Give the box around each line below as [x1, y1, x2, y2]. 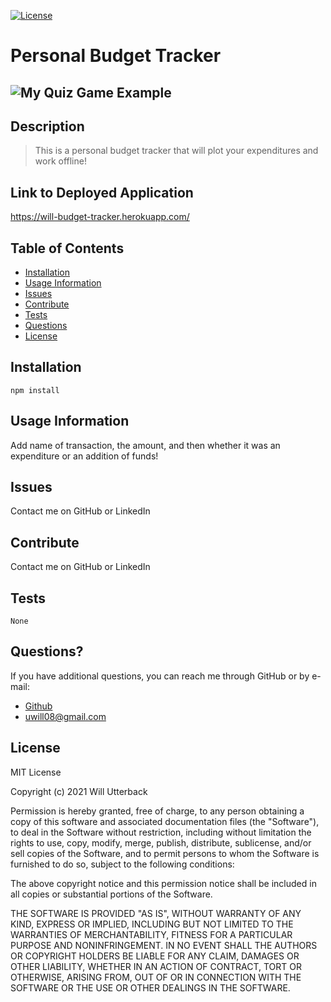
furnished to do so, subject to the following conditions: [10, 858, 235, 870]
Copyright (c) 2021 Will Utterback [10, 785, 148, 797]
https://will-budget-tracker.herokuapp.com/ [10, 211, 190, 223]
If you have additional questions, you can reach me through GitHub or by [10, 670, 310, 682]
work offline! [34, 155, 87, 167]
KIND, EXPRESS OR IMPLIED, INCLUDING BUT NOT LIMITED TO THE [10, 918, 294, 930]
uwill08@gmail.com [24, 710, 107, 722]
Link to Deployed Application [10, 184, 194, 201]
